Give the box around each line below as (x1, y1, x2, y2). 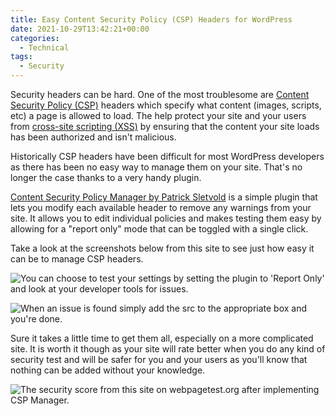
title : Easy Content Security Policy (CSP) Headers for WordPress (10, 14, 293, 25)
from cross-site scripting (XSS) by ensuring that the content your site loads (10, 121, 320, 132)
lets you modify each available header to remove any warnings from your (10, 202, 312, 213)
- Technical (19, 42, 70, 53)
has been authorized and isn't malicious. (10, 131, 177, 143)
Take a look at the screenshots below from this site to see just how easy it (10, 242, 315, 254)
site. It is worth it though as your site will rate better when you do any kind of (10, 343, 326, 355)
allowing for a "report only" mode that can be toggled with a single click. (10, 223, 309, 235)
